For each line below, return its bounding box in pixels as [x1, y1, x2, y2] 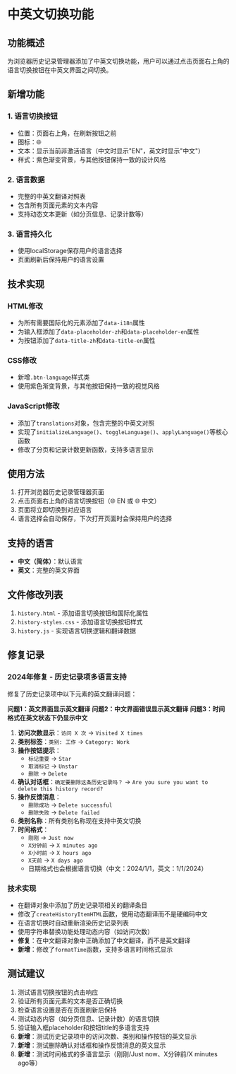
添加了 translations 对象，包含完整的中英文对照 [17, 419, 155, 427]
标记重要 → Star [27, 754, 72, 762]
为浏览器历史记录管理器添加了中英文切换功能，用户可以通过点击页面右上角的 [7, 57, 230, 65]
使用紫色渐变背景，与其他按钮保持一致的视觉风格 [17, 382, 160, 390]
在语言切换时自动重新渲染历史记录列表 [17, 918, 129, 927]
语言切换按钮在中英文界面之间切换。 [7, 66, 113, 74]
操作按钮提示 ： [17, 746, 61, 754]
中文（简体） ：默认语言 [17, 557, 83, 566]
